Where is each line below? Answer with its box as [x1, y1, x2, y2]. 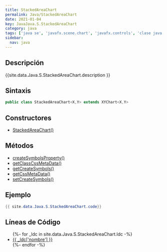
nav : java [9, 40, 30, 45]
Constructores [5, 113, 51, 122]
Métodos [5, 142, 34, 150]
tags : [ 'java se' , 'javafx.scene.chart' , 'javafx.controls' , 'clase [5, 31, 151, 36]
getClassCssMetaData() [12, 160, 62, 166]
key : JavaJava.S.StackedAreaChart [5, 21, 77, 27]
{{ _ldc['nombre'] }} [12, 236, 53, 242]
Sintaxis [5, 86, 31, 95]
